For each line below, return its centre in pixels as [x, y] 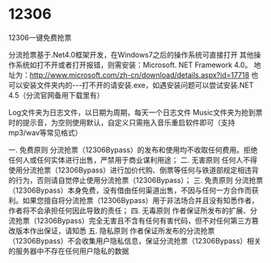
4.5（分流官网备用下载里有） [56, 95]
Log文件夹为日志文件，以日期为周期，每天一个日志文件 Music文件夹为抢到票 [135, 112]
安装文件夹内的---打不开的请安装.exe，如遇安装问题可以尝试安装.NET [138, 85]
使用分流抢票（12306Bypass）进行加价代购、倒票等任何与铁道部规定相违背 [133, 170]
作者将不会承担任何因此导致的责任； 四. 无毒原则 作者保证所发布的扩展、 [129, 210]
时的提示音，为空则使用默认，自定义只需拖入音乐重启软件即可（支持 [122, 122]
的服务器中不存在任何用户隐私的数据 [69, 251]
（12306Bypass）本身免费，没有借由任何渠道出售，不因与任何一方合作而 [130, 190]
